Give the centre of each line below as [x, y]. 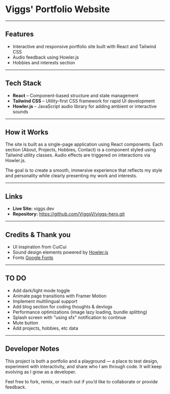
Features [19, 34]
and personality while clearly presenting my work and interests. [71, 176]
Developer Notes [32, 349]
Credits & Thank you [38, 235]
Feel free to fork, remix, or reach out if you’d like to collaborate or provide [81, 381]
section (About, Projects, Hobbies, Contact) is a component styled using [80, 150]
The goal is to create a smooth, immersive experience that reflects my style [84, 170]
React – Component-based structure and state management [75, 95]
